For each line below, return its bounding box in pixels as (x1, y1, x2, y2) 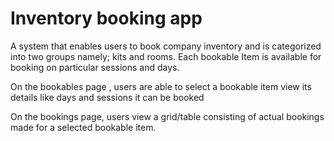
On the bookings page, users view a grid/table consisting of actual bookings (10, 110, 325, 122)
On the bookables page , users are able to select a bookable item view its (10, 80, 312, 92)
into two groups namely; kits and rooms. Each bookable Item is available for (10, 50, 322, 62)
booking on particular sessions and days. (10, 61, 180, 73)
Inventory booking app (10, 7, 203, 30)
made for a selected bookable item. (10, 121, 157, 133)
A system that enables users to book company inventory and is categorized (10, 40, 322, 52)
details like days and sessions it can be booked (10, 91, 205, 103)
